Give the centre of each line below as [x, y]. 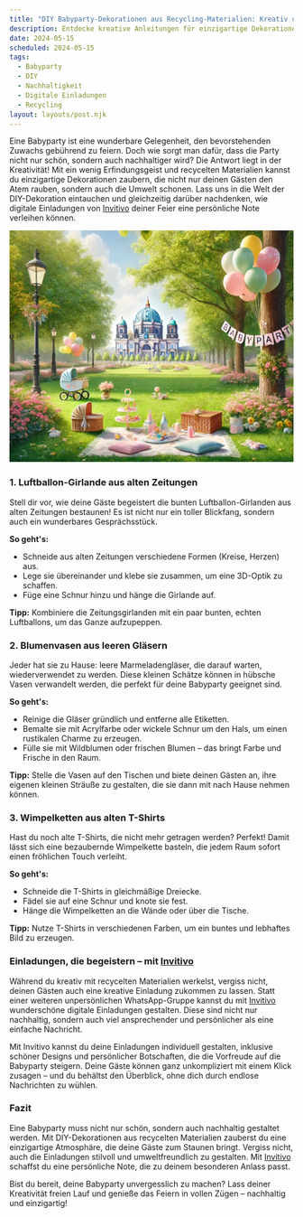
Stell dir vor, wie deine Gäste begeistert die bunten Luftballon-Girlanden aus [150, 502]
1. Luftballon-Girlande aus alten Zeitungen [104, 482]
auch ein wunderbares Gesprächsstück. [83, 521]
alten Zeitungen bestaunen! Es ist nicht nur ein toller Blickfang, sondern [142, 511]
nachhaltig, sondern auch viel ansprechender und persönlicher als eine [142, 1019]
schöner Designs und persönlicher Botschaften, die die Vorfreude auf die [145, 1056]
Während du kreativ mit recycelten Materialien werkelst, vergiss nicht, [139, 981]
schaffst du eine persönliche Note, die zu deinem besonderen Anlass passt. [150, 1166]
